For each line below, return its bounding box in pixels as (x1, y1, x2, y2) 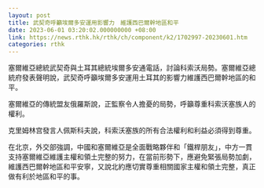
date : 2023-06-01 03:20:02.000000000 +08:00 (8, 26, 156, 34)
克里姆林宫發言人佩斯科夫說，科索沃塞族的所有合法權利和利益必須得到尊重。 (8, 126, 256, 136)
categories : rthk (8, 41, 65, 49)
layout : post (8, 11, 51, 20)
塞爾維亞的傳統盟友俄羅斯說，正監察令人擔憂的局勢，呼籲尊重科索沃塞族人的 (8, 99, 256, 109)
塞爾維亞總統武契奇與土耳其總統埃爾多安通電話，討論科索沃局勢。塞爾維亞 (8, 63, 249, 73)
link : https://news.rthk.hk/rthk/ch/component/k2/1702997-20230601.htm (8, 33, 247, 42)
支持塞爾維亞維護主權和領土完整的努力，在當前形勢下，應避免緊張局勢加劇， (8, 152, 256, 161)
